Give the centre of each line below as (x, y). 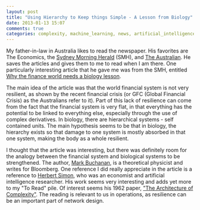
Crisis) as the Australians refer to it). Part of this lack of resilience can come (99, 101)
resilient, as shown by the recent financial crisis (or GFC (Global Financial (96, 94)
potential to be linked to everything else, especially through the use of (92, 113)
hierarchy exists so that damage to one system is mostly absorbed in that (96, 132)
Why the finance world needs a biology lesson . (64, 76)
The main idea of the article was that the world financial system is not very (98, 88)
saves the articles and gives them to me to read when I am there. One (91, 64)
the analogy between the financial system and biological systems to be (93, 156)
